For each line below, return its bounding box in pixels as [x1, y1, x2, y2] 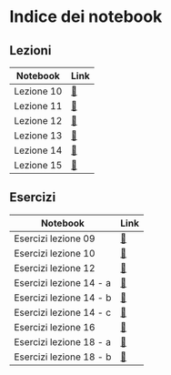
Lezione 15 [14, 159, 63, 171]
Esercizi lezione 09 [14, 232, 96, 245]
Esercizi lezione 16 [14, 320, 96, 333]
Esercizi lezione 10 [14, 247, 96, 259]
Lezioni [9, 43, 52, 58]
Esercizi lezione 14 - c [14, 306, 112, 319]
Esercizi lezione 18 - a [14, 335, 112, 348]
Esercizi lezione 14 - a [14, 276, 112, 289]
